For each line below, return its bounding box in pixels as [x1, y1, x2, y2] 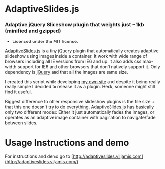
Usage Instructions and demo [5, 137, 129, 148]
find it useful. [5, 89, 32, 95]
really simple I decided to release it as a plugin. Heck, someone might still [5, 84, 155, 90]
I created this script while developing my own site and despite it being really [5, 79, 160, 84]
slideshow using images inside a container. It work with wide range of [5, 53, 147, 59]
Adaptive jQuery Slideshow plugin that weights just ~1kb [5, 21, 145, 28]
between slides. [5, 120, 38, 126]
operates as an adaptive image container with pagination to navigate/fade [5, 115, 156, 121]
